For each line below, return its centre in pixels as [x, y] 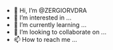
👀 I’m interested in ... [42, 18]
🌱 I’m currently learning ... [50, 25]
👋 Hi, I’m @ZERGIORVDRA [50, 10]
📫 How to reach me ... [45, 40]
